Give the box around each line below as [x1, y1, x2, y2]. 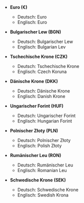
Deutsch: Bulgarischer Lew [17, 38, 73, 44]
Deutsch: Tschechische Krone [17, 63, 79, 69]
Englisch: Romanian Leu [17, 167, 67, 173]
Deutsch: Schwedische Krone [17, 187, 78, 192]
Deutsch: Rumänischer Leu [17, 162, 73, 168]
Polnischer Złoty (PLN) [9, 127, 58, 133]
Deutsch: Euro [17, 14, 47, 19]
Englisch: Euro [17, 19, 47, 25]
